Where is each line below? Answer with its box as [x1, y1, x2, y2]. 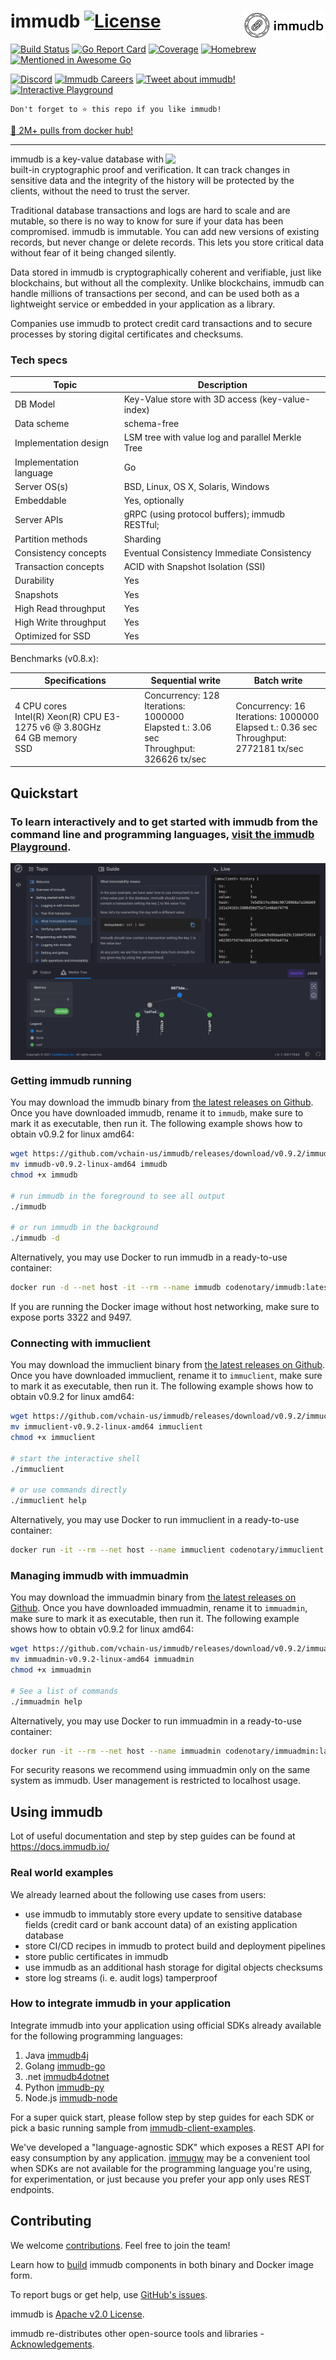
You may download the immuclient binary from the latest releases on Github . [10, 1359, 326, 1371]
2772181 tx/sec [235, 742, 304, 754]
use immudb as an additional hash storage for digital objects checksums [24, 1961, 323, 1973]
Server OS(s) [14, 480, 69, 492]
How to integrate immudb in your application [10, 1996, 232, 2010]
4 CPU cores [14, 700, 68, 712]
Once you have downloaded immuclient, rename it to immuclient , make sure [10, 1370, 323, 1382]
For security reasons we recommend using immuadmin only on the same [10, 1764, 311, 1776]
